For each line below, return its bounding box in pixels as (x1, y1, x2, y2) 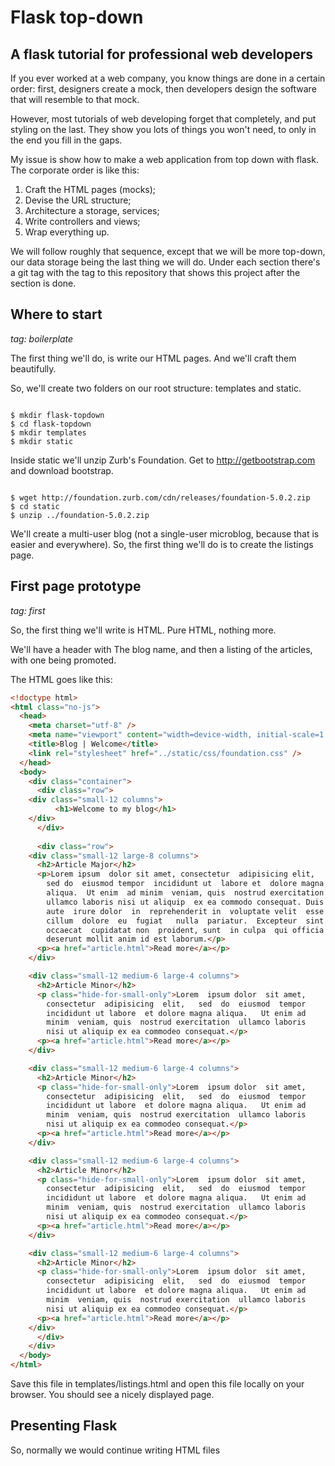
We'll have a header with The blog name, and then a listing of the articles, (10, 643, 313, 655)
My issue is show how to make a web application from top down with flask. (10, 154, 319, 165)
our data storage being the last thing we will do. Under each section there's (10, 256, 321, 268)
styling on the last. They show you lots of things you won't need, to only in (10, 124, 317, 135)
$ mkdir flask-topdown (10, 410, 105, 420)
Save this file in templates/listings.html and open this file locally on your (10, 1378, 305, 1390)
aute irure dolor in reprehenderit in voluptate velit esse (46, 906, 325, 916)
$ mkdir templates (10, 427, 87, 438)
